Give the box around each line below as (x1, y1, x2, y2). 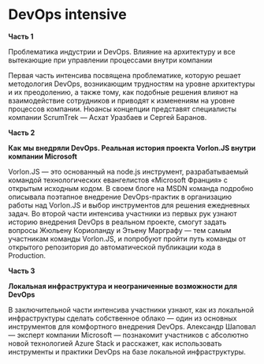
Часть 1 (8, 32, 34, 41)
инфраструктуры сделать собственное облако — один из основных (8, 313, 237, 323)
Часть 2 (8, 128, 35, 137)
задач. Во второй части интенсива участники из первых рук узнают (8, 208, 238, 218)
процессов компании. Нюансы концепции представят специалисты (8, 104, 237, 114)
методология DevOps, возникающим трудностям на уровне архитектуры (8, 79, 255, 88)
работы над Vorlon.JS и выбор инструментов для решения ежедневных (8, 200, 251, 210)
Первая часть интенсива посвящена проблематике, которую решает (8, 70, 242, 80)
